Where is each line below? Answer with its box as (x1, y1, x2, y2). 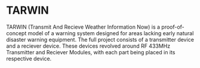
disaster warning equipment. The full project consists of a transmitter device (6, 36, 194, 43)
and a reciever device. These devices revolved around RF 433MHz (6, 42, 171, 50)
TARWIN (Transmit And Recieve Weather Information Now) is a (6, 23, 160, 30)
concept (6, 29, 27, 36)
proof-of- (161, 23, 185, 30)
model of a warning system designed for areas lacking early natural (27, 29, 194, 36)
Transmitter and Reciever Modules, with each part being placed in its (6, 48, 176, 55)
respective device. (6, 55, 52, 62)
